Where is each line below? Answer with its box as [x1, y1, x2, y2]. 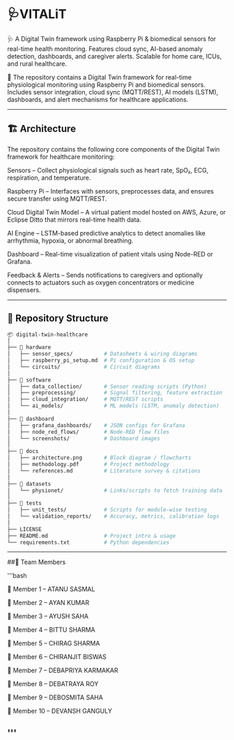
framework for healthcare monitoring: [7, 152, 115, 161]
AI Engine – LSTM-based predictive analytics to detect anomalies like [7, 228, 205, 237]
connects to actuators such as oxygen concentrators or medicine [7, 278, 195, 286]
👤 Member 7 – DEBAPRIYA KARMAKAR [7, 666, 118, 675]
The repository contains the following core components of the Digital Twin [7, 145, 221, 153]
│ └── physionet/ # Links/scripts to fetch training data [7, 487, 223, 494]
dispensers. [7, 285, 41, 294]
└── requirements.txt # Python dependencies [7, 539, 170, 546]
